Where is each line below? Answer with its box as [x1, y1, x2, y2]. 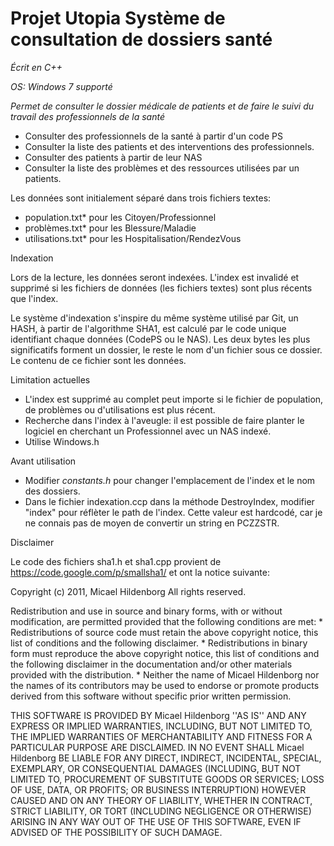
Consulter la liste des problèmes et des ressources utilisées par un [24, 162, 300, 174]
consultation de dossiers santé [10, 28, 273, 51]
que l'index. [10, 292, 59, 304]
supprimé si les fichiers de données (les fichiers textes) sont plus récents [10, 282, 313, 294]
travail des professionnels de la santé [10, 110, 165, 122]
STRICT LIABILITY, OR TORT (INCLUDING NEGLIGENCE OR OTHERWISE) [10, 805, 312, 817]
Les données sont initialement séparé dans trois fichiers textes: [10, 192, 272, 204]
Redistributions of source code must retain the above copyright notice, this [10, 626, 319, 638]
